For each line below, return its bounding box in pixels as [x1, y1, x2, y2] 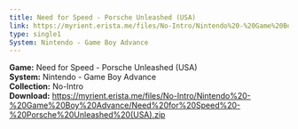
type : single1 [9, 29, 62, 38]
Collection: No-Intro [9, 81, 84, 92]
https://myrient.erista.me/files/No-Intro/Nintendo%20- [51, 91, 251, 101]
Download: [9, 91, 51, 101]
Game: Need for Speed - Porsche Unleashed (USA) [9, 62, 198, 73]
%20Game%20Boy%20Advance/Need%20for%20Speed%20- [9, 100, 241, 111]
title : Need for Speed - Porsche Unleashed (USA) [9, 12, 197, 22]
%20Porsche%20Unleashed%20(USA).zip [9, 109, 166, 120]
